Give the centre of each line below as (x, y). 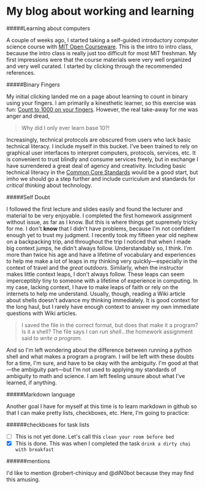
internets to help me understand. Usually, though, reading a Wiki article (96, 294)
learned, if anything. (32, 382)
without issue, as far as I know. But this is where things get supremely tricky (102, 222)
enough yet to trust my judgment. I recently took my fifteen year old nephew (102, 235)
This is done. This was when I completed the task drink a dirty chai (103, 443)
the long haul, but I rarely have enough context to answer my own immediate (103, 306)
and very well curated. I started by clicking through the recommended (94, 66)
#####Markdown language (41, 394)
